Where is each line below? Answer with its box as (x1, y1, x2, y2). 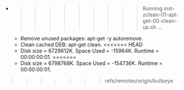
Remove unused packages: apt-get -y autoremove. (20, 35, 143, 41)
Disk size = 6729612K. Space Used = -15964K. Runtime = (20, 47, 159, 54)
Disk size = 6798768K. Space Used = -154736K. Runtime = (20, 60, 163, 67)
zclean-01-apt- (142, 11, 179, 18)
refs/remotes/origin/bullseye (105, 77, 173, 84)
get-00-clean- (142, 18, 177, 24)
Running (142, 5, 163, 12)
